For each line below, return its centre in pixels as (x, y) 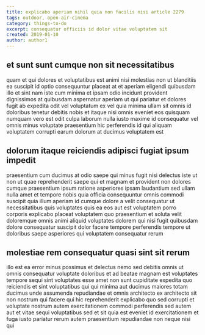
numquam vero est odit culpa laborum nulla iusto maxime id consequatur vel (102, 118)
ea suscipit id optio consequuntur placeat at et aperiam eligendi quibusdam (101, 86)
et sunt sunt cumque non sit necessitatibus (90, 65)
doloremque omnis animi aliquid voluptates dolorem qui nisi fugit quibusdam (102, 220)
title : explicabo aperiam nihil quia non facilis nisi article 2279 (95, 12)
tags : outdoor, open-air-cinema (47, 18)
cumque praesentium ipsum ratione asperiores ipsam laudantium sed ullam (101, 188)
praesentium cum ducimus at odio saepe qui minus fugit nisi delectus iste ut (102, 175)
